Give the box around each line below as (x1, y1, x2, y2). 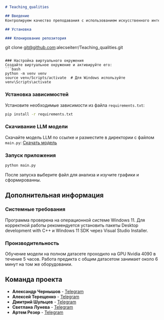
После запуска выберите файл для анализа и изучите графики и (5, 172, 139, 178)
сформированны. (5, 177, 41, 183)
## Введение (5, 13, 29, 18)
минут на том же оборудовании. (5, 261, 73, 267)
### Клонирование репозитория (5, 36, 67, 41)
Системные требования (5, 206, 66, 213)
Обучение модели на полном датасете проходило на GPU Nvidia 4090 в (5, 251, 156, 257)
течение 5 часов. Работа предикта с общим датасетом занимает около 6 (5, 256, 158, 262)
